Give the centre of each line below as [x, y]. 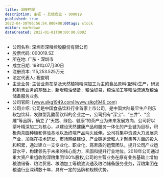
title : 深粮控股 [20, 10]
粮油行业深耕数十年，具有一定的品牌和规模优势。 [61, 169]
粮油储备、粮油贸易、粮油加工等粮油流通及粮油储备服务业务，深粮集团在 [85, 163]
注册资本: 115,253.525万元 [38, 71]
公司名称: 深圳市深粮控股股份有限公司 [50, 47]
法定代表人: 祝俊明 [31, 77]
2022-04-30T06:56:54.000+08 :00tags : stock [49, 23]
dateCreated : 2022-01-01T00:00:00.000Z [46, 32]
